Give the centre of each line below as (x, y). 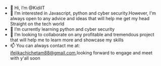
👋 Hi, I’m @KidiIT (28, 8)
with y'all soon (25, 58)
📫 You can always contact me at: (45, 46)
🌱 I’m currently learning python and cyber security (62, 29)
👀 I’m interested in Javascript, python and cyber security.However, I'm (83, 13)
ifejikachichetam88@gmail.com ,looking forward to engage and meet (81, 53)
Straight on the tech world (37, 24)
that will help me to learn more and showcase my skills (67, 40)
